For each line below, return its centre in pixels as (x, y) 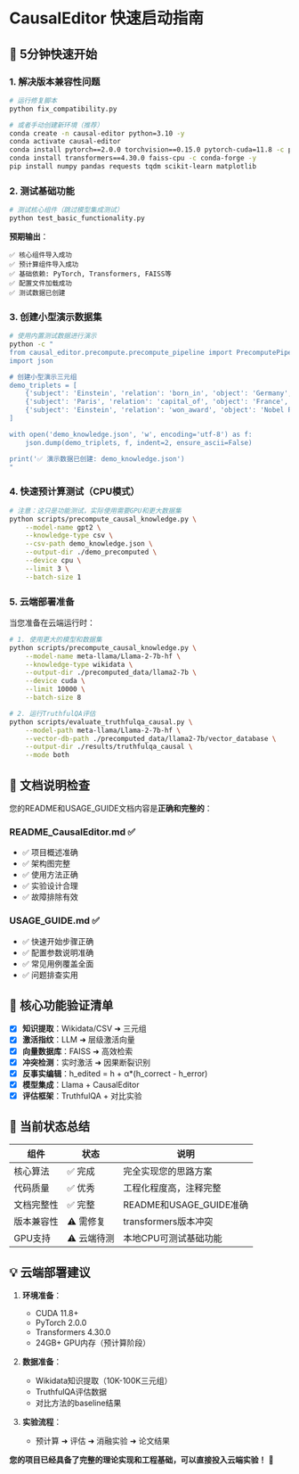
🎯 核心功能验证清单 (61, 1005)
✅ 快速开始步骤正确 (58, 941)
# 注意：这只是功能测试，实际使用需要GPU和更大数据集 (96, 511)
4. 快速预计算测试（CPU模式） (74, 491)
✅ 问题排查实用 (50, 975)
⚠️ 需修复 (86, 1221)
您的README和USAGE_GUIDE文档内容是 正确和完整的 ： (111, 808)
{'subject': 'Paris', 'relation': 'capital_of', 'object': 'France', (157, 402)
